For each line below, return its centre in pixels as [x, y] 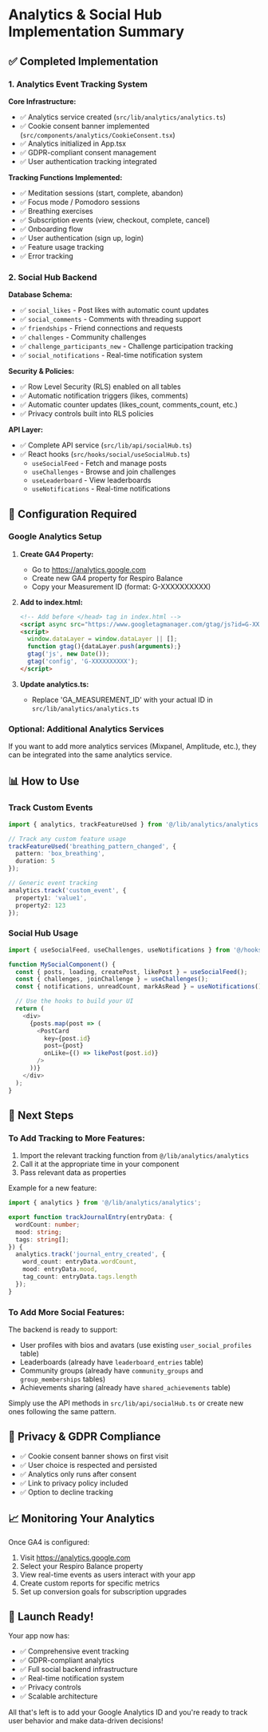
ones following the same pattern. [63, 1411]
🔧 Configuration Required [73, 514]
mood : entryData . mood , [60, 1269]
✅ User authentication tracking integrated [88, 161]
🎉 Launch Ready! [51, 1617]
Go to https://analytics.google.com [89, 569]
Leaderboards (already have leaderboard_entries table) [112, 1362]
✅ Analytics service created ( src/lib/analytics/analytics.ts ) [122, 117]
